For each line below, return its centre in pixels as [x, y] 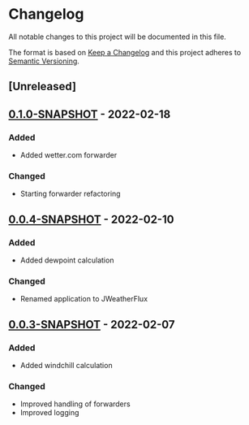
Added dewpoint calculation [67, 260]
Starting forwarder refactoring [70, 194]
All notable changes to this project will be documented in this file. [118, 37]
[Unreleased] [43, 87]
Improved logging [49, 413]
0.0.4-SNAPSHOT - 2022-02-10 [91, 219]
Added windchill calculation [66, 365]
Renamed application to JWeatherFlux [84, 299]
